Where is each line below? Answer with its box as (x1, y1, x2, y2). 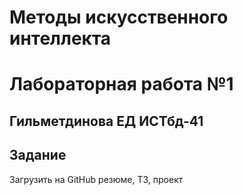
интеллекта (9, 27, 112, 50)
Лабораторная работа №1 (9, 73, 234, 96)
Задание (9, 147, 67, 164)
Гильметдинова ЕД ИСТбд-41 (9, 112, 204, 130)
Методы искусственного (9, 6, 229, 29)
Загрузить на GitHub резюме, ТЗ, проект (9, 173, 184, 185)
